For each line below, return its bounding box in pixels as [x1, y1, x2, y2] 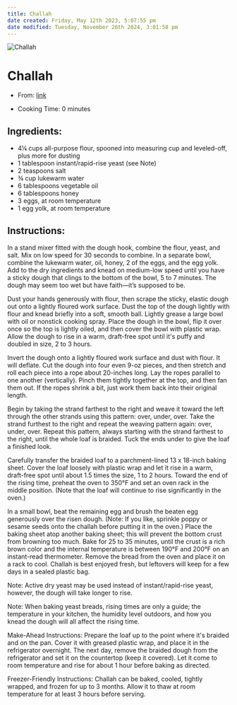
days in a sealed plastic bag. [7, 567, 90, 576]
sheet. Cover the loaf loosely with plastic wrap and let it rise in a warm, [7, 463, 213, 472]
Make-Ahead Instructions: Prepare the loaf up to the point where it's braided [7, 631, 229, 639]
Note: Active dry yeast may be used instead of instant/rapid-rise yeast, [7, 581, 214, 589]
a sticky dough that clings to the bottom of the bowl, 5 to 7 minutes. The [7, 273, 217, 281]
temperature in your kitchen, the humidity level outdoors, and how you [7, 610, 212, 618]
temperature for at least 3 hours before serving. [7, 689, 146, 698]
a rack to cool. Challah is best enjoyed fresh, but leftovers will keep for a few [7, 559, 229, 568]
